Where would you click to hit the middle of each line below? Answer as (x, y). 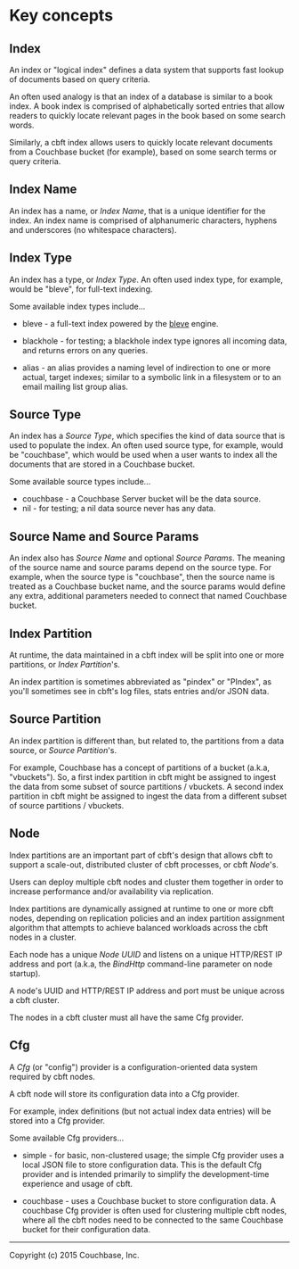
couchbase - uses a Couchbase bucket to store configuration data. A (149, 1200)
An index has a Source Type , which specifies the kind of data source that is (147, 436)
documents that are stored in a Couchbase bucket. (102, 464)
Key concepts (61, 16)
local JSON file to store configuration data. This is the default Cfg (142, 1165)
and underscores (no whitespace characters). (93, 229)
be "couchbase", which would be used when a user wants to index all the (143, 455)
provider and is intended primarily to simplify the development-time (145, 1174)
